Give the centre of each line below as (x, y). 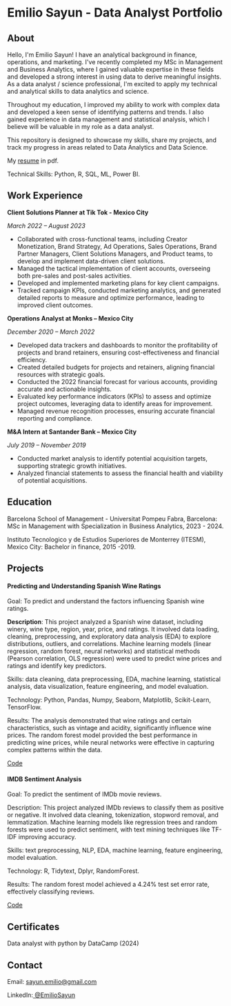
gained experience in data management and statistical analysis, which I (108, 119)
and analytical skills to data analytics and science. (78, 91)
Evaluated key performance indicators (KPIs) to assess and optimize (114, 396)
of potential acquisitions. (52, 480)
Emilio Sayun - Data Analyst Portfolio (115, 13)
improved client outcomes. (55, 305)
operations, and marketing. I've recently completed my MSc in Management (115, 62)
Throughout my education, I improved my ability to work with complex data (114, 104)
